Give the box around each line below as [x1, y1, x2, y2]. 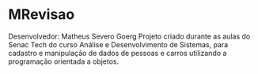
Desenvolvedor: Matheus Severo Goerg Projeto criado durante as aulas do [8, 31, 251, 41]
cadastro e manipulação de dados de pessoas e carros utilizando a [8, 48, 227, 57]
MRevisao [8, 6, 75, 24]
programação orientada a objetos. [8, 57, 120, 66]
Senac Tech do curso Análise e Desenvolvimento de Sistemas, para [8, 39, 229, 49]
